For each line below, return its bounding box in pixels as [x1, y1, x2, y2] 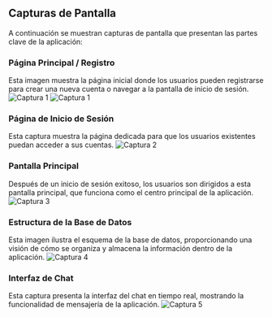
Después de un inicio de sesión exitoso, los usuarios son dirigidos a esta [8, 179, 252, 189]
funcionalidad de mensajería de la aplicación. [8, 300, 160, 310]
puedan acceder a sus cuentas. [8, 140, 114, 150]
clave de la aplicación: [8, 37, 83, 46]
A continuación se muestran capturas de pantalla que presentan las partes [8, 28, 258, 37]
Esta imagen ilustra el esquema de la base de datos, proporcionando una [8, 235, 253, 245]
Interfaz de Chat [8, 272, 74, 284]
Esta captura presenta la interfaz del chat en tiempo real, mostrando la [8, 291, 244, 301]
